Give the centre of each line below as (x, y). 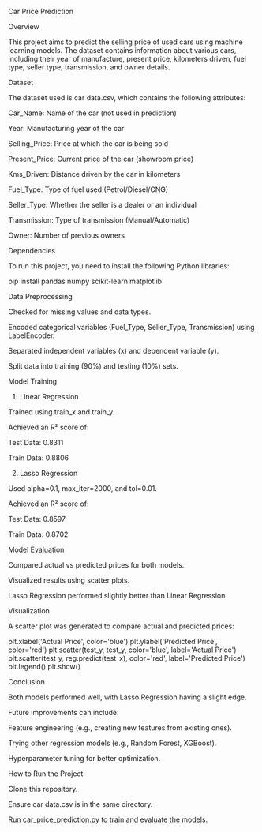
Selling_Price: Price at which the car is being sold (88, 144)
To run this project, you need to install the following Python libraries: (119, 266)
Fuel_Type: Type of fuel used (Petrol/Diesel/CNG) (88, 189)
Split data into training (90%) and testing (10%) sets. (94, 366)
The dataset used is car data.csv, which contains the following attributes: (127, 97)
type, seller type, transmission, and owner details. (89, 67)
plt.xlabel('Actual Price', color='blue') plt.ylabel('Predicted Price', (113, 641)
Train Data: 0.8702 (38, 534)
